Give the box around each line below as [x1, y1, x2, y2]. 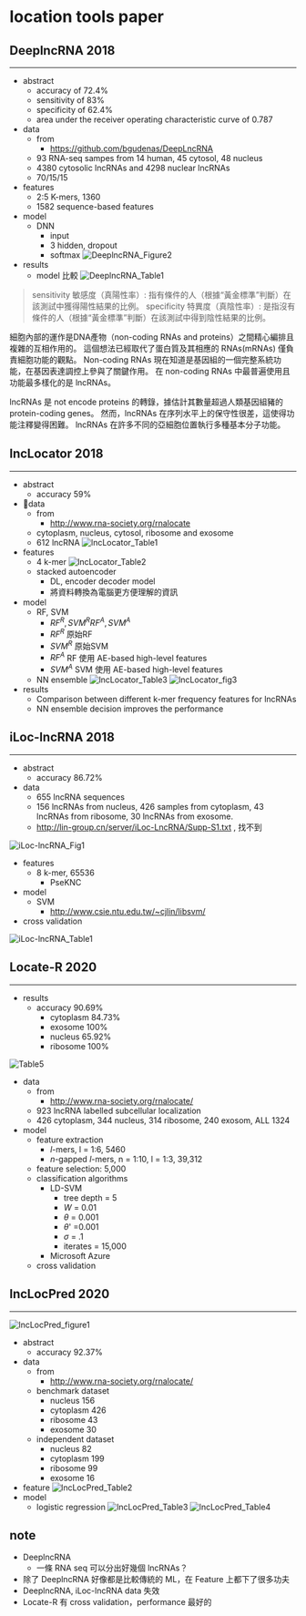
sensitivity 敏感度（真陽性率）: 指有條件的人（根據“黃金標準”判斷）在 [31, 290, 291, 300]
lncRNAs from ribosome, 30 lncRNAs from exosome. [36, 811, 234, 822]
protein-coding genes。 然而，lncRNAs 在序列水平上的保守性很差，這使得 [9, 408, 287, 418]
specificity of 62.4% [36, 105, 114, 115]
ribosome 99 [49, 1462, 98, 1473]
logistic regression [36, 1501, 107, 1512]
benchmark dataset [36, 1385, 110, 1396]
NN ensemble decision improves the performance [36, 703, 224, 714]
